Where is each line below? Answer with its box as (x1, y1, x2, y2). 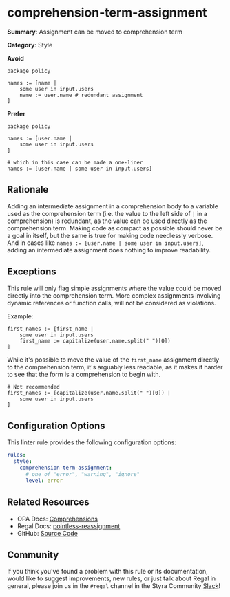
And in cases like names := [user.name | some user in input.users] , (7, 239, 204, 247)
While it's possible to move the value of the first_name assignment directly (7, 356, 220, 364)
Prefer (7, 109, 26, 118)
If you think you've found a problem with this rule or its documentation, (7, 567, 208, 576)
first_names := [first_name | (7, 325, 94, 332)
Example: (7, 312, 34, 321)
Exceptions (7, 266, 56, 278)
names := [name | (7, 79, 57, 87)
